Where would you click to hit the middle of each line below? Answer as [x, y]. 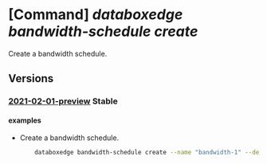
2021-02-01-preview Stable [63, 101]
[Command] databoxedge [96, 15]
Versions [31, 78]
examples [25, 120]
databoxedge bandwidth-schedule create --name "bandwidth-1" [138, 153]
